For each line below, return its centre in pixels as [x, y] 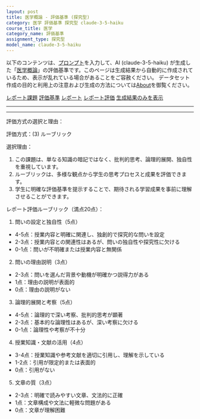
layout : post [22, 12]
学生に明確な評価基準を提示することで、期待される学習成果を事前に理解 [103, 189]
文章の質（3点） [35, 382]
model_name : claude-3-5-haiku [44, 45]
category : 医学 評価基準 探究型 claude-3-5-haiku [65, 23]
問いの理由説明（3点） [43, 262]
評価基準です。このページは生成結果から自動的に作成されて [120, 70]
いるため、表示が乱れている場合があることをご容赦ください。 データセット [98, 77]
